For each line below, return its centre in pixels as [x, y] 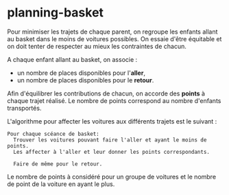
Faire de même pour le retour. [58, 164]
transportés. [24, 108]
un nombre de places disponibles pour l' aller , [81, 73]
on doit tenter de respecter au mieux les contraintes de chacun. [97, 46]
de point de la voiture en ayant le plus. [61, 184]
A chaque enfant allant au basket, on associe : [72, 59]
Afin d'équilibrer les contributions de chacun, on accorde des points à [106, 93]
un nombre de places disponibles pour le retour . [85, 80]
